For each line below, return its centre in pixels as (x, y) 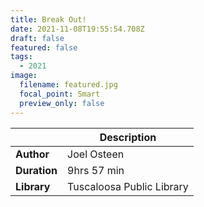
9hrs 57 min (96, 170)
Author (32, 154)
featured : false (44, 47)
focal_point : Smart (60, 94)
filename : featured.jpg (68, 85)
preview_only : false (62, 103)
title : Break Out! (48, 19)
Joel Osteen (96, 154)
